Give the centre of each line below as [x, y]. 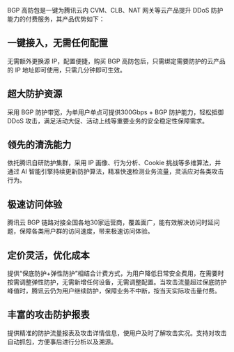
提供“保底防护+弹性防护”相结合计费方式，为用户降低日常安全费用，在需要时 [116, 273]
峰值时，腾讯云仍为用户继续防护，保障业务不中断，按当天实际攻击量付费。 [114, 291]
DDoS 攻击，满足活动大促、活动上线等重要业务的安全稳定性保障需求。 [108, 121]
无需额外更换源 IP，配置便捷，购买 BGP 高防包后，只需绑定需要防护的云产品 [117, 61]
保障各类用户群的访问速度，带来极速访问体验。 [86, 231]
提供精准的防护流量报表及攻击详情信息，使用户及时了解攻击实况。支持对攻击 [117, 332]
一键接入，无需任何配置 [57, 43]
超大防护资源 [35, 94]
